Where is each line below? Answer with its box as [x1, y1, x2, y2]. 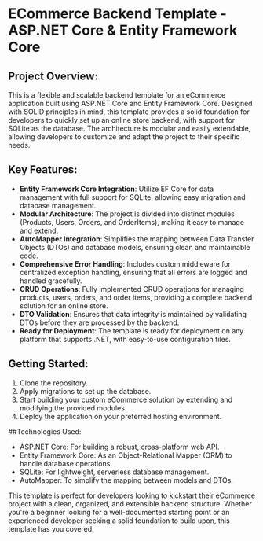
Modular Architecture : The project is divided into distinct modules [19, 209, 236, 219]
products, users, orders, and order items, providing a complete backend [19, 293, 253, 302]
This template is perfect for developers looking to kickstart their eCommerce [8, 491, 256, 500]
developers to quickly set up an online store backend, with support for [8, 116, 236, 124]
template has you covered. [8, 524, 94, 533]
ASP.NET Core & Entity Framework [8, 21, 238, 39]
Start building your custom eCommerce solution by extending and [19, 395, 233, 404]
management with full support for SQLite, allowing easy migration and [19, 192, 246, 201]
